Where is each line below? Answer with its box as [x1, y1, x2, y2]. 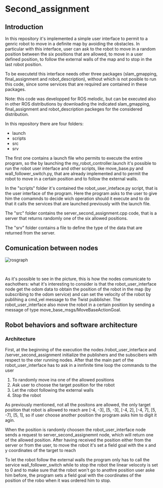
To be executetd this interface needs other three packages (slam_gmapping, [5, 71, 158, 76]
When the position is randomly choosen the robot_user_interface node [5, 427, 146, 433]
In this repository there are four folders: [5, 121, 84, 127]
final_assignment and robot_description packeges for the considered [5, 106, 143, 112]
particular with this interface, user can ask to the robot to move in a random [5, 46, 156, 52]
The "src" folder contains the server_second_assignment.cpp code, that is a [5, 210, 157, 216]
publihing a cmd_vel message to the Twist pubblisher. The [5, 296, 121, 302]
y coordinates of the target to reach [5, 447, 76, 453]
